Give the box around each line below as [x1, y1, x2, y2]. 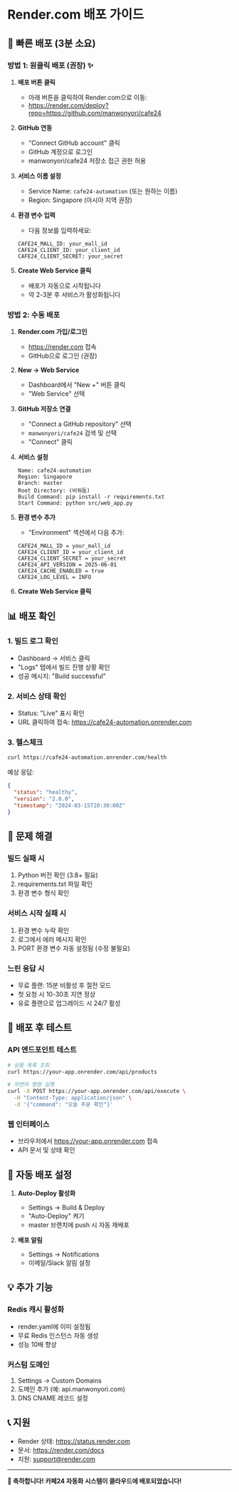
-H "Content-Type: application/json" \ [14, 1094, 132, 1102]
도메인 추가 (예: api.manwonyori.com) [17, 1385, 126, 1393]
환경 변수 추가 [17, 513, 55, 522]
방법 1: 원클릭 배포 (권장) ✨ [7, 60, 94, 70]
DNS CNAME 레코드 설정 [17, 1393, 89, 1403]
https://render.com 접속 [28, 343, 97, 351]
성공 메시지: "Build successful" [17, 672, 107, 680]
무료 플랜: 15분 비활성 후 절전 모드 [17, 981, 112, 989]
